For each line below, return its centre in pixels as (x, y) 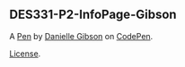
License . (25, 54)
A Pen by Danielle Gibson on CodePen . (81, 36)
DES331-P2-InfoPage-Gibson (93, 15)
